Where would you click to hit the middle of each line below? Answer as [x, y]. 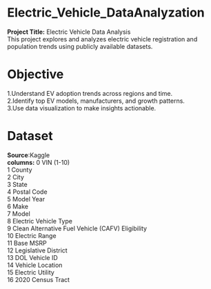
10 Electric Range [32, 235]
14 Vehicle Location [35, 265]
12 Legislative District [37, 250]
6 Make [18, 206]
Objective [36, 74]
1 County [20, 170]
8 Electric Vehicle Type [40, 221]
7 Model [19, 213]
